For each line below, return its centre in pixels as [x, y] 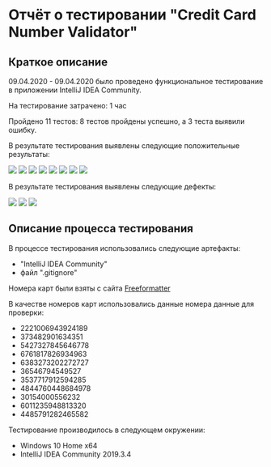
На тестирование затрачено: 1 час [68, 106]
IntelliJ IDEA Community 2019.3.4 [76, 454]
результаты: [29, 154]
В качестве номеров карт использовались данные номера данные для [131, 304]
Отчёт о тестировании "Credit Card [132, 15]
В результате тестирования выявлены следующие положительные [124, 146]
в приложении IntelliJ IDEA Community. [75, 90]
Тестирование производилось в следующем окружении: [107, 430]
